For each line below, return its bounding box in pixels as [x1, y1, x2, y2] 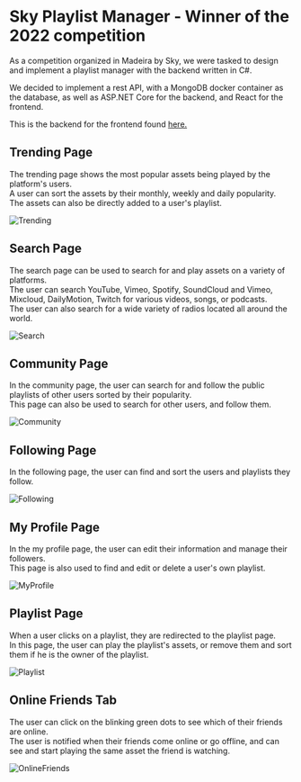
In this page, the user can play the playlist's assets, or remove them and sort [9, 639, 292, 650]
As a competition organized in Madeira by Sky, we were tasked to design [9, 55, 279, 66]
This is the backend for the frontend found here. [9, 119, 188, 130]
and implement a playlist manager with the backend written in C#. [9, 65, 252, 76]
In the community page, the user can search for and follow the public [9, 380, 265, 391]
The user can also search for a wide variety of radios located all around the [9, 303, 288, 314]
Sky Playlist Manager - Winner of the [9, 6, 290, 27]
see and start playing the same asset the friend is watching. [9, 745, 231, 756]
